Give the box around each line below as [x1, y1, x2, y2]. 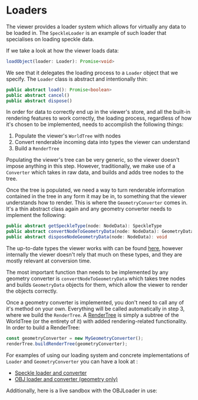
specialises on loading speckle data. [6, 35, 94, 42]
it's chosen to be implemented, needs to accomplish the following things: [6, 121, 184, 128]
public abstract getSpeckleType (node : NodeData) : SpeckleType [6, 223, 162, 229]
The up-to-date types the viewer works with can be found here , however [6, 245, 183, 252]
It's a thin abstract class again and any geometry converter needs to [6, 205, 172, 212]
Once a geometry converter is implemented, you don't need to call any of [6, 299, 184, 306]
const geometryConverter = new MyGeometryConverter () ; [6, 336, 144, 342]
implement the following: [6, 212, 66, 219]
